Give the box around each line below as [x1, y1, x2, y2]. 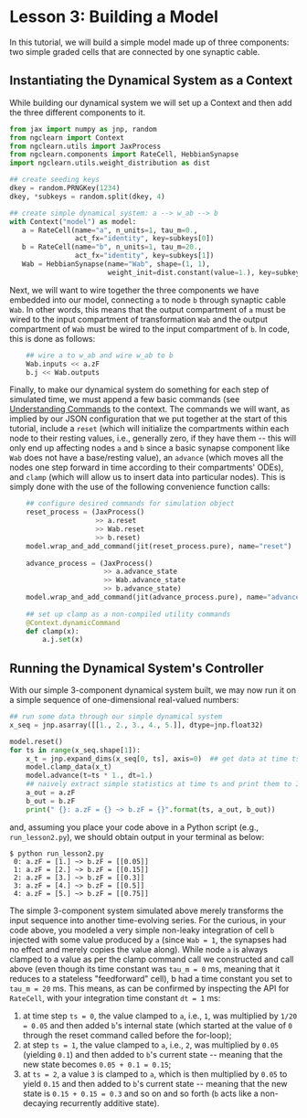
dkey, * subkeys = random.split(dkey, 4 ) [9, 192, 166, 201]
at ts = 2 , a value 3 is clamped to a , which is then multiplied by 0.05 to [22, 1068, 288, 1080]
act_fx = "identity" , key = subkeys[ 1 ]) [74, 251, 215, 261]
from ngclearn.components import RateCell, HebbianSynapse [9, 150, 239, 159]
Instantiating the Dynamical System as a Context [9, 73, 293, 89]
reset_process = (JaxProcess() [26, 507, 145, 517]
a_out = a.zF [26, 788, 76, 797]
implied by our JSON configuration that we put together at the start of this [9, 413, 288, 424]
